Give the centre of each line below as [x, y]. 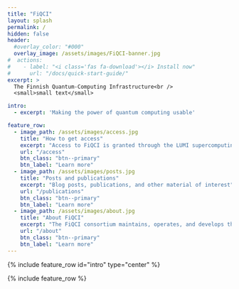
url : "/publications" [52, 191]
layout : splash [30, 21]
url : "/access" [43, 152]
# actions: [25, 60]
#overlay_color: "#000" [49, 47]
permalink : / [27, 27]
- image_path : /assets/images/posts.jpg [74, 172]
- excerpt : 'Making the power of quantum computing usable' [105, 113]
